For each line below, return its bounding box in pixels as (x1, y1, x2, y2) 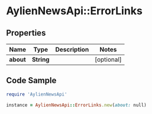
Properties (6, 28, 46, 38)
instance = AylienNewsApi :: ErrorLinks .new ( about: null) (6, 102, 147, 108)
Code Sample (6, 75, 57, 85)
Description (55, 46, 89, 53)
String (31, 55, 50, 64)
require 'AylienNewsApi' (6, 91, 67, 97)
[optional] (94, 55, 122, 64)
